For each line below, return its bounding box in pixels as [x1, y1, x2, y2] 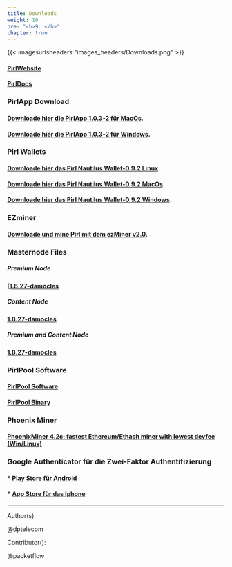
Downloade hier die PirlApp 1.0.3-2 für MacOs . [7, 114, 144, 122]
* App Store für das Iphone [7, 490, 86, 498]
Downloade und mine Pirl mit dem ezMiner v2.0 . [7, 230, 148, 238]
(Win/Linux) [7, 439, 43, 448]
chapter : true [7, 29, 48, 37]
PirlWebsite [7, 63, 41, 72]
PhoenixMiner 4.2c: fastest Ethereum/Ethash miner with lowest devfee [7, 432, 215, 441]
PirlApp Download [7, 97, 70, 107]
